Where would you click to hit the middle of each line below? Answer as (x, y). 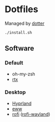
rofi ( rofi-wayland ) (31, 114)
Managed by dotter (25, 23)
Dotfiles (21, 9)
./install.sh (18, 32)
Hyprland (22, 103)
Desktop (15, 92)
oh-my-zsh (24, 74)
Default (14, 63)
